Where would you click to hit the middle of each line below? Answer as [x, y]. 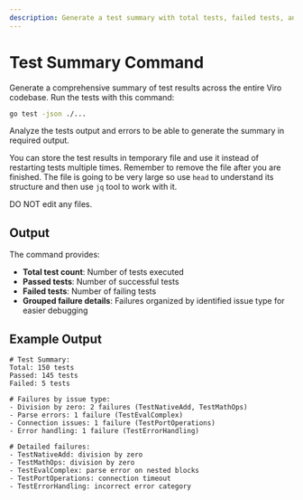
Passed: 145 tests [44, 376]
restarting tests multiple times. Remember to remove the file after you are [145, 167]
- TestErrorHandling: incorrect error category [101, 486]
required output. [39, 140]
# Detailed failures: [50, 447]
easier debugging [55, 311]
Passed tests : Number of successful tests [101, 282]
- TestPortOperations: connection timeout [90, 479]
